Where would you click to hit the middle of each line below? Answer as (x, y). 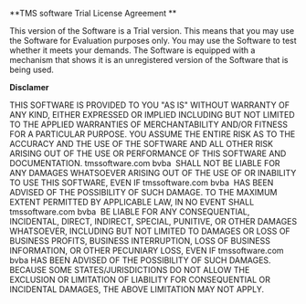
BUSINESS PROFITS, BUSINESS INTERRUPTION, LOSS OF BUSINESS (140, 241)
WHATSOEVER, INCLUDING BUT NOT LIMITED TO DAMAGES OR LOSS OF (150, 231)
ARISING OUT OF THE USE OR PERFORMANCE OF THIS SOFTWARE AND (148, 153)
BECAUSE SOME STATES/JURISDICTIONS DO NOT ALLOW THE (130, 270)
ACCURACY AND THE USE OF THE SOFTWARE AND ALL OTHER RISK (142, 144)
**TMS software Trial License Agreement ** (93, 13)
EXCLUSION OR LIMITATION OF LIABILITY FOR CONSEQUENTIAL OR (140, 279)
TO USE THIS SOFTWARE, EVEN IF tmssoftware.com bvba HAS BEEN (142, 183)
